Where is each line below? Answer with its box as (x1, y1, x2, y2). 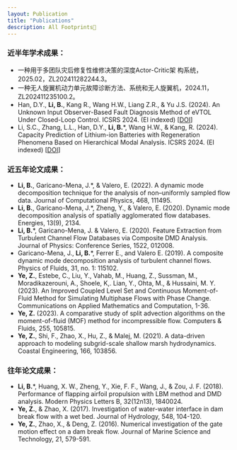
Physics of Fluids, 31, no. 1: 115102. (17, 264, 119, 272)
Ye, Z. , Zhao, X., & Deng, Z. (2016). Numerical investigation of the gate (17, 420, 223, 429)
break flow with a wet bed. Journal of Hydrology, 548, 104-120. (17, 412, 202, 421)
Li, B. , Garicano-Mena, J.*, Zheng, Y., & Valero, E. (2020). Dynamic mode (17, 203, 230, 212)
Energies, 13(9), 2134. (17, 218, 81, 227)
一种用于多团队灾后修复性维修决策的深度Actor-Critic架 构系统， (17, 65, 203, 74)
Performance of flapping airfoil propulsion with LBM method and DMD (17, 390, 221, 398)
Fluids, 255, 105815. (17, 324, 76, 332)
